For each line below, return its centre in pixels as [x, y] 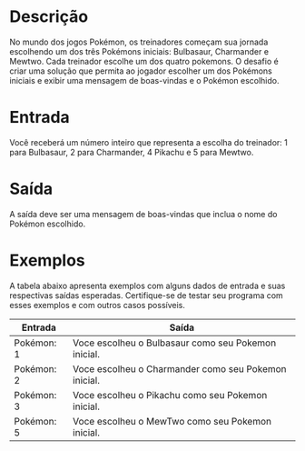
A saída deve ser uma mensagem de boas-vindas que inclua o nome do [143, 214]
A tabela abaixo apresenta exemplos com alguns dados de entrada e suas [148, 286]
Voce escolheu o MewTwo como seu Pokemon [172, 421]
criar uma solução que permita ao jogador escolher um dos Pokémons [141, 71]
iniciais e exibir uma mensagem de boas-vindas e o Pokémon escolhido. [144, 80]
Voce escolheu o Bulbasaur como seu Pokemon [174, 343]
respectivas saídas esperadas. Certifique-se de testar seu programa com [146, 295]
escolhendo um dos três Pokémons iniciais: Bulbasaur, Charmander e [139, 51]
